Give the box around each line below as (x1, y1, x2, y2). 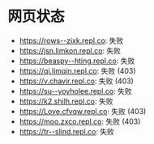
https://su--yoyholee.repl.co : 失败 (19, 86, 132, 95)
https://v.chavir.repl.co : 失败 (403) (19, 76, 135, 86)
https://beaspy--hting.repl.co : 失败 (19, 56, 135, 66)
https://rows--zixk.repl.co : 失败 (19, 36, 124, 45)
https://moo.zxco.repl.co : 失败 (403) (19, 116, 141, 126)
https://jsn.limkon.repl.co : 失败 (19, 45, 122, 55)
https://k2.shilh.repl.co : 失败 (19, 96, 113, 106)
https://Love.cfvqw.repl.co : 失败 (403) (19, 106, 147, 116)
